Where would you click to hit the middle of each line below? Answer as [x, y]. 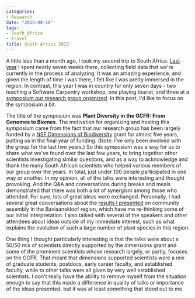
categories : [20, 11]
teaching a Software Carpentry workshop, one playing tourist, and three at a [98, 92]
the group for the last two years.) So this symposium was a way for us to [93, 146]
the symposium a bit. [31, 104]
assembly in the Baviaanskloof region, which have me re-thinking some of [95, 209]
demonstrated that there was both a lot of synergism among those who [91, 190]
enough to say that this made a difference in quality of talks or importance [95, 282]
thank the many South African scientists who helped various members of [94, 165]
